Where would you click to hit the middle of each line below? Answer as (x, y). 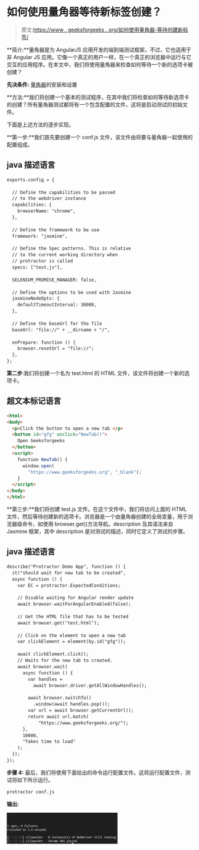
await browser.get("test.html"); (58, 623)
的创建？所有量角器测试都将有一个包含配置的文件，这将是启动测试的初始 (94, 104)
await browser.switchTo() (60, 698)
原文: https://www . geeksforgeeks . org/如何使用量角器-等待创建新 (102, 30)
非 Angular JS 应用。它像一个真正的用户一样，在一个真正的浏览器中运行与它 (99, 57)
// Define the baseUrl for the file (57, 324)
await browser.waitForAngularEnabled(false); (74, 604)
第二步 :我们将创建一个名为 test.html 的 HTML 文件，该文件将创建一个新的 (96, 373)
